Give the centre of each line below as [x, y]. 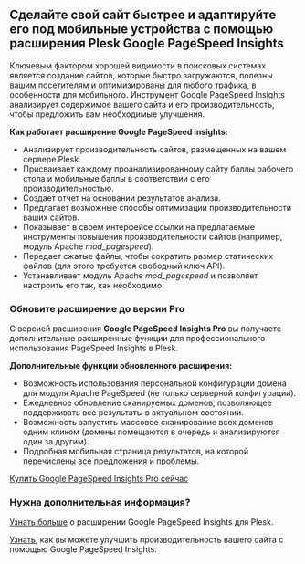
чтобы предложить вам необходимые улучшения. [107, 114]
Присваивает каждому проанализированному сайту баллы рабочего [158, 169]
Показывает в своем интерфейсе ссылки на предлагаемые [139, 226]
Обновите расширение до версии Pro [97, 308]
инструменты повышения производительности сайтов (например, [152, 236]
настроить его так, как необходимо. [93, 285]
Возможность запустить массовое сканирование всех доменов [148, 423]
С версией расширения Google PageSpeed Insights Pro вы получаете [145, 329]
